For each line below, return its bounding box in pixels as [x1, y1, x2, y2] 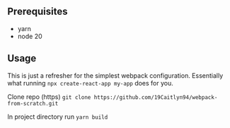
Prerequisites [7, 6, 68, 18]
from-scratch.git [7, 100, 59, 107]
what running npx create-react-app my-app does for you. [7, 78, 173, 87]
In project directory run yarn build [7, 112, 108, 121]
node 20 [17, 32, 42, 40]
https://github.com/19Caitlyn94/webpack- [93, 93, 218, 101]
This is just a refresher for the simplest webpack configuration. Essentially [7, 71, 224, 80]
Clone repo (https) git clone [7, 92, 91, 101]
